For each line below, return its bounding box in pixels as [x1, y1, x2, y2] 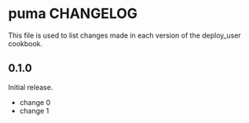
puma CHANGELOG [8, 5, 138, 23]
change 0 [19, 97, 51, 107]
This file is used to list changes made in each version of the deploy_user [8, 31, 241, 40]
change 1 [19, 106, 49, 115]
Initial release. [8, 82, 53, 92]
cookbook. [8, 38, 43, 48]
